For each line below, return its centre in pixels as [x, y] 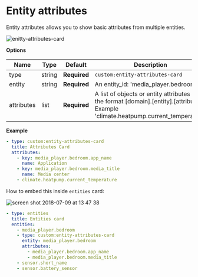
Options [16, 50]
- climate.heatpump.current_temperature [67, 180]
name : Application [44, 164]
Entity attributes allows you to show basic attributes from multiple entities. [96, 27]
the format [109, 101]
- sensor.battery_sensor [47, 268]
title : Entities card [38, 219]
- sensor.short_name [42, 263]
